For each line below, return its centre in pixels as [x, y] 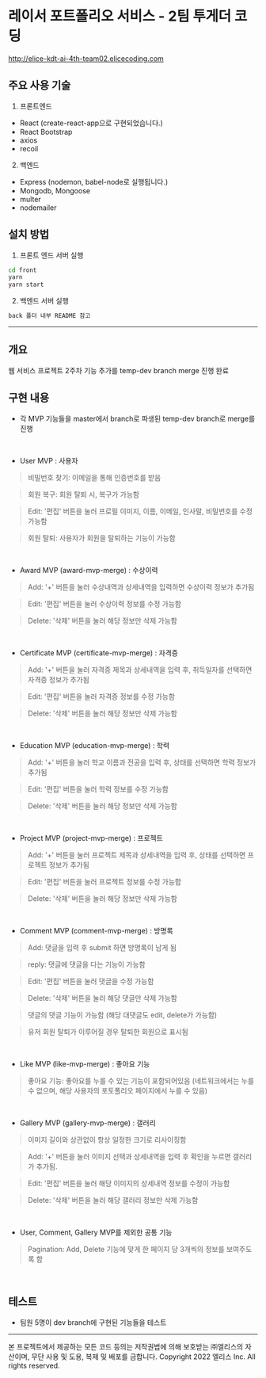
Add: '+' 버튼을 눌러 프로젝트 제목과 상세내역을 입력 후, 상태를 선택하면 [137, 855]
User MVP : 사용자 [49, 460]
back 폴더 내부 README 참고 [49, 316]
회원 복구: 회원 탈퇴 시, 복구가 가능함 [84, 494]
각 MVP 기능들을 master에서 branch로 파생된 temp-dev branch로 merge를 [137, 418]
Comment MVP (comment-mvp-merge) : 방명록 [96, 930]
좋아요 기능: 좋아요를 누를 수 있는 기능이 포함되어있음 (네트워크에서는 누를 [141, 1080]
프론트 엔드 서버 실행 [51, 255]
